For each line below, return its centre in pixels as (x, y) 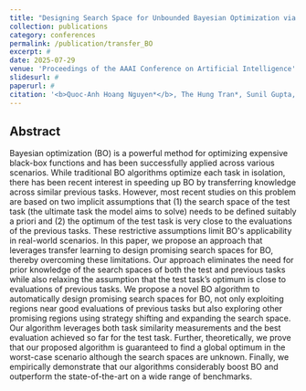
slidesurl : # (34, 78)
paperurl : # (32, 86)
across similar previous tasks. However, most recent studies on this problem (153, 192)
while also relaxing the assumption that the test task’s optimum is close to (148, 280)
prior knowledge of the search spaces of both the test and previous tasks (148, 269)
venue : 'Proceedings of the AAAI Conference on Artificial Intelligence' (153, 69)
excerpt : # (30, 52)
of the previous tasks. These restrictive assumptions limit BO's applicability (151, 231)
